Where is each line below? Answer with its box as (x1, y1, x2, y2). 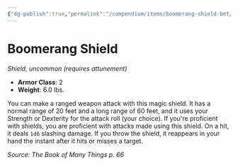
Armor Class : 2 (17, 78, 63, 86)
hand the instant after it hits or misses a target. (7, 136, 144, 145)
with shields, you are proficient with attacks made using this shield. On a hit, (7, 121, 229, 130)
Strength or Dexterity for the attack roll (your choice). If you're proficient (7, 114, 218, 122)
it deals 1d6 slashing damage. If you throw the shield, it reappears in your (7, 129, 220, 138)
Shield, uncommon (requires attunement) (7, 64, 127, 73)
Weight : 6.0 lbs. (17, 85, 65, 94)
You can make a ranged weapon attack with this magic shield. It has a (7, 99, 211, 107)
